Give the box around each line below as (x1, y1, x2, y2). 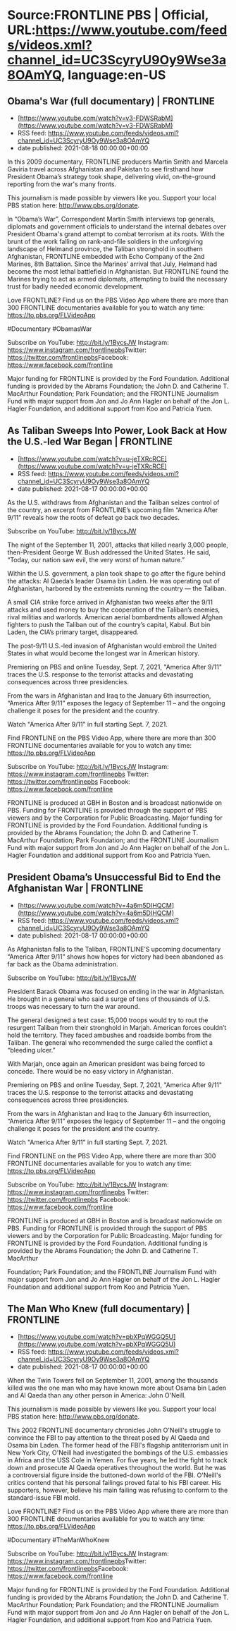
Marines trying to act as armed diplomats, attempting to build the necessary (7, 275, 228, 283)
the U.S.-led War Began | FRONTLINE (7, 436, 173, 448)
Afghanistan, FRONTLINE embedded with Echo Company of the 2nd (7, 253, 205, 260)
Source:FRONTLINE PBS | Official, (7, 7, 209, 23)
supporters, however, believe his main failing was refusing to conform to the (7, 1486, 228, 1495)
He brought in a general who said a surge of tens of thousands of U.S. (7, 995, 211, 1003)
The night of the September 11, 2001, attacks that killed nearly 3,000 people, (7, 540, 229, 549)
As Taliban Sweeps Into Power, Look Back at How (7, 425, 228, 437)
